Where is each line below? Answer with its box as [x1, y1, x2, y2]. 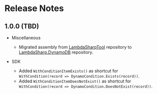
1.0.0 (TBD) [4, 22, 39, 30]
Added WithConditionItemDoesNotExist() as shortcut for [18, 78, 131, 84]
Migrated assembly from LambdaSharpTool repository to [18, 44, 132, 50]
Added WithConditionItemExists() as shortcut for [18, 68, 118, 74]
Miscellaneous [11, 35, 41, 40]
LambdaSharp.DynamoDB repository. [18, 49, 94, 55]
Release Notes [4, 3, 64, 14]
